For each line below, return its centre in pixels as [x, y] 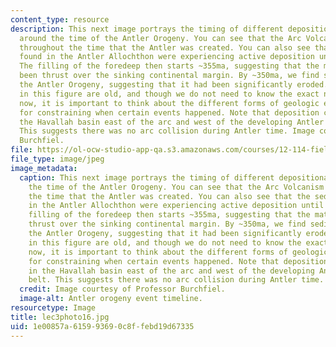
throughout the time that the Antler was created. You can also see [165, 47]
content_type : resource [60, 19]
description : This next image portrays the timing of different [147, 29]
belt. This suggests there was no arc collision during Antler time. [176, 280]
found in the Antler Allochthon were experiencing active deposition [167, 57]
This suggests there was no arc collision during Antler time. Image [167, 131]
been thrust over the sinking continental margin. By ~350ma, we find [169, 76]
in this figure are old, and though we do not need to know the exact [169, 94]
